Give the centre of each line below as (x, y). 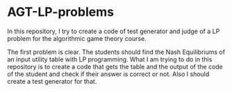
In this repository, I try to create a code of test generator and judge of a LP (114, 31)
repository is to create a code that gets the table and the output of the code (115, 66)
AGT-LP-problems (61, 12)
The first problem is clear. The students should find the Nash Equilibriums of (116, 52)
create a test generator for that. (52, 81)
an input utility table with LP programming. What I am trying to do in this (110, 59)
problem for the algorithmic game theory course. (77, 38)
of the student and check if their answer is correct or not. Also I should (108, 74)
